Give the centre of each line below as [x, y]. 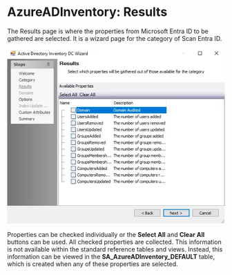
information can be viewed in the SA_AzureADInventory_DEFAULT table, [111, 256]
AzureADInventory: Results [87, 12]
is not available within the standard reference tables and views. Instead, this [115, 249]
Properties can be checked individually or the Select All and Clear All [106, 234]
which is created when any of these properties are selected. [93, 264]
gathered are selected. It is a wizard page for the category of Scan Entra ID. [115, 38]
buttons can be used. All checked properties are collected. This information [115, 242]
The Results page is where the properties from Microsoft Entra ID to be [108, 31]
